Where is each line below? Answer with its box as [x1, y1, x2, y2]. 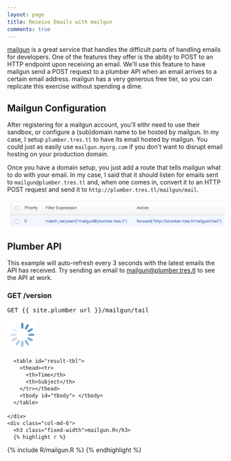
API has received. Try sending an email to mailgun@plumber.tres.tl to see [7, 266, 215, 274]
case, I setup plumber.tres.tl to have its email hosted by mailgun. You [7, 135, 208, 144]
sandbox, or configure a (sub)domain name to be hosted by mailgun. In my [7, 128, 219, 136]
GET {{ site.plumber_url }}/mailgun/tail [7, 306, 150, 314]
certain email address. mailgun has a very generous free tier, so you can [7, 75, 212, 83]
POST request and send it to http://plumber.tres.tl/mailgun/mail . [7, 185, 199, 194]
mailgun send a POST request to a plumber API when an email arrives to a [7, 68, 217, 76]
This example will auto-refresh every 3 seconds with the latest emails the [7, 259, 215, 267]
